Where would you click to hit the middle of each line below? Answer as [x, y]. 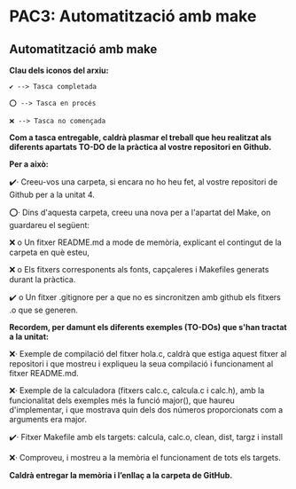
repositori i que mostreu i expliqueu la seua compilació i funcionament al [141, 364]
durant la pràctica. [43, 280]
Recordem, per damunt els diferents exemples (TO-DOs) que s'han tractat [148, 327]
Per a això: [29, 164]
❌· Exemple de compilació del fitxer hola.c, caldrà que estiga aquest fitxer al [148, 354]
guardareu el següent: [50, 225]
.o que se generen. [43, 310]
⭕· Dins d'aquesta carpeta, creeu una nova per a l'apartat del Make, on [140, 212]
